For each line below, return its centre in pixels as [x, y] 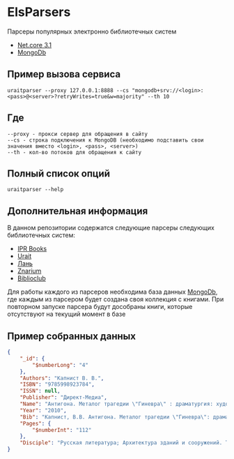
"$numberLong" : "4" [61, 365]
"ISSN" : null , [40, 391]
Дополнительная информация [78, 211]
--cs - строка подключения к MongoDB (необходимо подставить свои [106, 140]
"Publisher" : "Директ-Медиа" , [64, 398]
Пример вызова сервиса [64, 74]
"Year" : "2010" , [44, 410]
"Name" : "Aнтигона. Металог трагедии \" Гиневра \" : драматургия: [117, 404]
